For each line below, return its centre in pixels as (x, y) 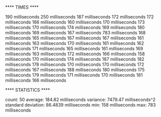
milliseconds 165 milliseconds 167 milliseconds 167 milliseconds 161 (74, 38)
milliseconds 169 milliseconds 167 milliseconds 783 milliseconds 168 (75, 33)
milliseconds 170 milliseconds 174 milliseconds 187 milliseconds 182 (75, 59)
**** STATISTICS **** (27, 90)
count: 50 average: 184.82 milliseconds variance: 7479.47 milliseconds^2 (80, 100)
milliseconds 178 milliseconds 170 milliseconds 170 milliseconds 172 (75, 64)
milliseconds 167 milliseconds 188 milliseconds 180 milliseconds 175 (75, 70)
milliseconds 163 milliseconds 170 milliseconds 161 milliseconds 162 (74, 43)
